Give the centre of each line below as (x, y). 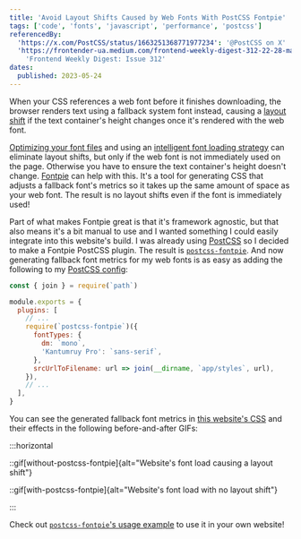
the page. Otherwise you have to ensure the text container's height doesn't (148, 166)
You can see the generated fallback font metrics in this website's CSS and (146, 419)
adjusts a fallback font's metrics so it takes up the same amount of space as (150, 185)
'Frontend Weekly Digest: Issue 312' (96, 59)
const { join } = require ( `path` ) (74, 286)
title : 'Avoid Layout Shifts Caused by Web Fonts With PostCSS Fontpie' (148, 17)
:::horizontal (31, 445)
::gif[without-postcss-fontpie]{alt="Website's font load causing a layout (141, 463)
